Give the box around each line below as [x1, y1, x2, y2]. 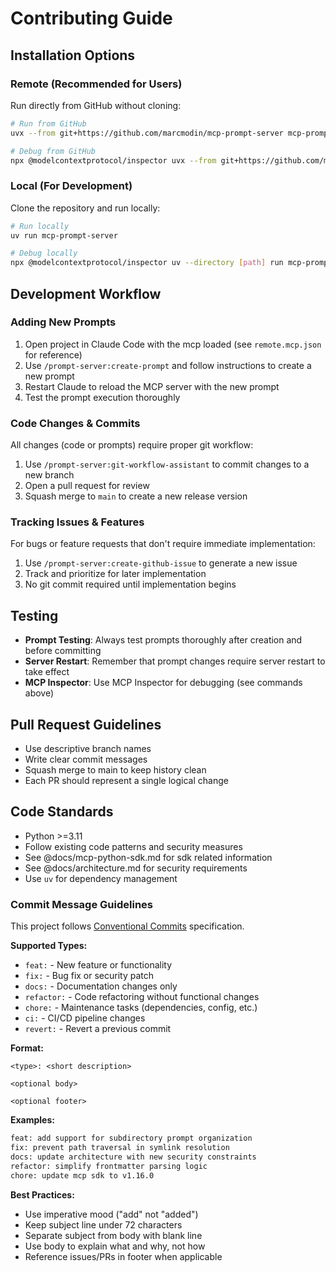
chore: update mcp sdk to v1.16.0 [10, 1170, 155, 1181]
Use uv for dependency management [24, 872, 178, 884]
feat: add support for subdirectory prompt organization [10, 1133, 253, 1144]
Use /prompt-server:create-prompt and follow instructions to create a [24, 359, 312, 371]
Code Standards [10, 803, 114, 821]
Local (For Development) [10, 179, 133, 193]
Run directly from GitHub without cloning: [10, 99, 182, 111]
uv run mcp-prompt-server [10, 230, 118, 241]
